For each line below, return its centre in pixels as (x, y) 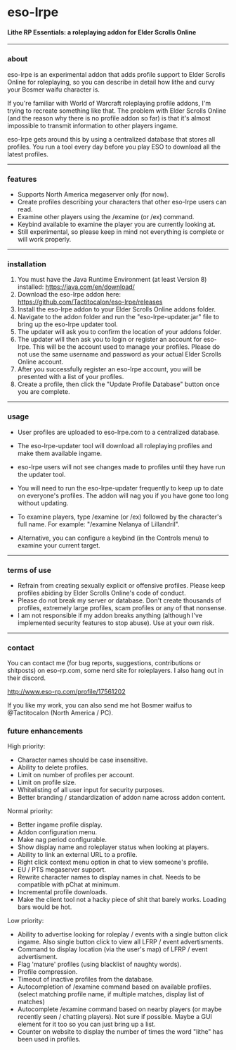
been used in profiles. (49, 1039)
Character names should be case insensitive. (83, 760)
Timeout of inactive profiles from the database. (85, 980)
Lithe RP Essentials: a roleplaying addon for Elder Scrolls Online (102, 32)
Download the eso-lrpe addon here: (69, 295)
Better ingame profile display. (60, 824)
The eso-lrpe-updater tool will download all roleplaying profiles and (115, 445)
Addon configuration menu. (57, 832)
